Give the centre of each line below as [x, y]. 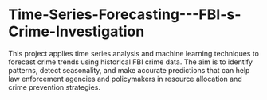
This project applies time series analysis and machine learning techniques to [134, 53]
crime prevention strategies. [55, 87]
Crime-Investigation [77, 31]
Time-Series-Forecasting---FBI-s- [125, 15]
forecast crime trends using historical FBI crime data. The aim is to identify [131, 62]
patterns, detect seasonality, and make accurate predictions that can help [129, 70]
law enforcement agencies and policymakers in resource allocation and [125, 79]
